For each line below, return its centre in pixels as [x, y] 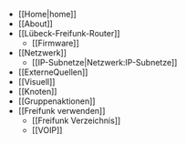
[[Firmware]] [55, 43]
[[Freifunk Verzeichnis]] [76, 120]
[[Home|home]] [47, 14]
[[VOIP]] [47, 130]
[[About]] [35, 24]
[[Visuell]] [36, 82]
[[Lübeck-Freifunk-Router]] [69, 33]
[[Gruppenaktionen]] [57, 101]
